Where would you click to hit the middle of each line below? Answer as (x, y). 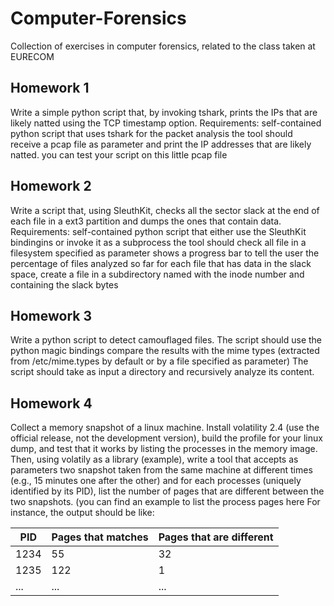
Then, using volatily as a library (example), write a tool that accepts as (154, 459)
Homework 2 (51, 186)
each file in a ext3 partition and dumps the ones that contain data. (146, 221)
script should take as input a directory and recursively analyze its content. (162, 372)
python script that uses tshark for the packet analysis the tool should (151, 133)
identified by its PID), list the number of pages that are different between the (167, 491)
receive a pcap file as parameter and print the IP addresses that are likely (161, 144)
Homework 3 (51, 315)
